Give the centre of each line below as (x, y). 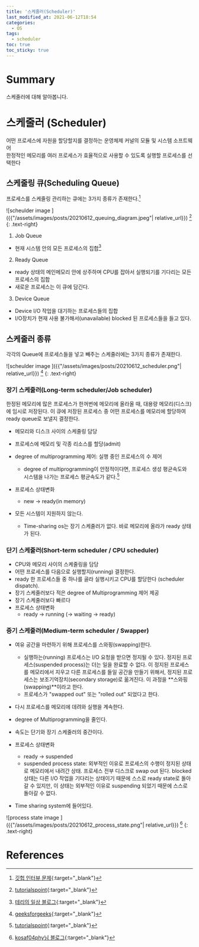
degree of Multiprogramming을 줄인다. (61, 719)
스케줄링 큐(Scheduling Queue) (63, 183)
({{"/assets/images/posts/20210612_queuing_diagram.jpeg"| (80, 217)
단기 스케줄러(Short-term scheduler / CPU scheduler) (82, 550)
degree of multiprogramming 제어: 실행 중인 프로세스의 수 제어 (88, 456)
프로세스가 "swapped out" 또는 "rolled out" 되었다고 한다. (91, 695)
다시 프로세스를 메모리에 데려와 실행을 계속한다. (69, 707)
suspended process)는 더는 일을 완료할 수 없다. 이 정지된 (102, 665)
